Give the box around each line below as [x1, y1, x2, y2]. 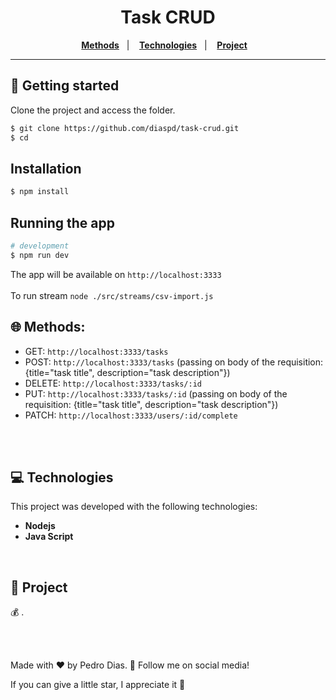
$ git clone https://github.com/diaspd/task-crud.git [10, 123, 240, 133]
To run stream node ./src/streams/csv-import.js [10, 289, 214, 301]
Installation [10, 160, 82, 177]
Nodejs [24, 520, 56, 532]
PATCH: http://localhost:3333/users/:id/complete [24, 409, 238, 421]
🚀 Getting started [10, 77, 120, 95]
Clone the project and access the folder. [10, 104, 176, 116]
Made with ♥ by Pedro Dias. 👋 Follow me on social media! [10, 659, 250, 671]
